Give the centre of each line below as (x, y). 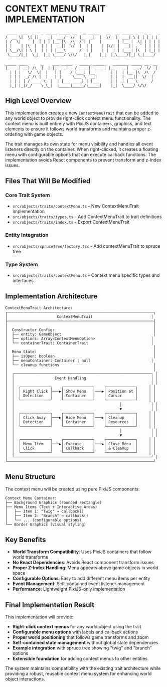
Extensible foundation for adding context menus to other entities (80, 659)
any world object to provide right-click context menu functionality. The (78, 118)
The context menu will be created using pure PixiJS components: (72, 489)
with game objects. (44, 134)
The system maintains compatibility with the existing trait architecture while (83, 668)
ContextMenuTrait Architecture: (39, 308)
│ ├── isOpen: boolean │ (80, 356)
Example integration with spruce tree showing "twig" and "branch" (82, 648)
